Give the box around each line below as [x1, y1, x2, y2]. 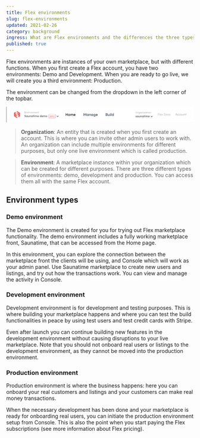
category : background [6, 29, 60, 35]
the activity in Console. [6, 276, 62, 283]
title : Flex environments [6, 10, 70, 15]
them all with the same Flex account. [20, 177, 111, 184]
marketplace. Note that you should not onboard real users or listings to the [6, 341, 189, 348]
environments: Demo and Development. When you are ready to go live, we [6, 71, 189, 77]
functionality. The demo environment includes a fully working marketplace [6, 233, 189, 240]
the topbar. [6, 95, 33, 102]
